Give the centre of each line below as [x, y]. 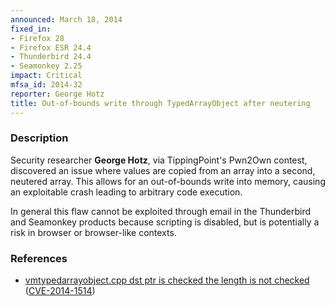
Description [39, 138]
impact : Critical [46, 76]
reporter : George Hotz [57, 94]
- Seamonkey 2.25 [46, 66]
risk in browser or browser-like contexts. [93, 232]
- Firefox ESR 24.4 [51, 47]
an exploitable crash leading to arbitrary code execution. [126, 192]
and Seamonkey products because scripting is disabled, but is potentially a [165, 222]
